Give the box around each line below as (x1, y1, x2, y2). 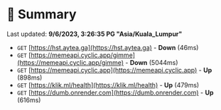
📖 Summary (6, 6, 77, 23)
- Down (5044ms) (125, 58, 178, 66)
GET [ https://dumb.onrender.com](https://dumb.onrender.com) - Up (16, 88, 214, 97)
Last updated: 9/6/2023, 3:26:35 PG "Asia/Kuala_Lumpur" (6, 30, 183, 38)
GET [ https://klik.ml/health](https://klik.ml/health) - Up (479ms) (16, 80, 200, 89)
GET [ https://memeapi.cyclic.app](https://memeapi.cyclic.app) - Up (16, 66, 212, 74)
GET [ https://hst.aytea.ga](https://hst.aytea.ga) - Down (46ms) (16, 43, 199, 51)
